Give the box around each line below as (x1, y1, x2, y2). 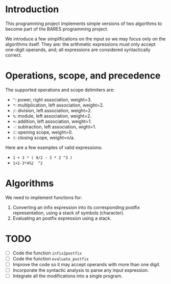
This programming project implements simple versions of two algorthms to (5, 20, 162, 27)
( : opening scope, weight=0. (12, 129, 73, 135)
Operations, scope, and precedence (5, 70, 161, 82)
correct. (5, 52, 22, 58)
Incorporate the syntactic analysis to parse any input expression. (12, 267, 149, 273)
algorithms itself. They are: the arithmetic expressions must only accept (5, 41, 156, 47)
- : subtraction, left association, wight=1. (12, 123, 96, 130)
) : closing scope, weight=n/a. (12, 134, 75, 141)
